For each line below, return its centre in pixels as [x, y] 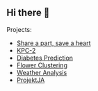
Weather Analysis [42, 72]
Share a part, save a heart [54, 43]
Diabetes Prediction [45, 58]
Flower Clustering [42, 65]
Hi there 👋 [28, 13]
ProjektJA [31, 80]
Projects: [19, 29]
